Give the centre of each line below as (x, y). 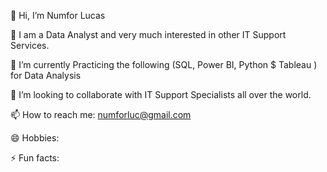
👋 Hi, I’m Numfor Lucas (58, 15)
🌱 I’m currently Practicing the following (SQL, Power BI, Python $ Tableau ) (164, 64)
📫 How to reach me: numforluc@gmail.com (101, 114)
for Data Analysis (46, 75)
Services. (30, 45)
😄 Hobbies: (35, 138)
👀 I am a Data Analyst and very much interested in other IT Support (148, 34)
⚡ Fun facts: (35, 158)
